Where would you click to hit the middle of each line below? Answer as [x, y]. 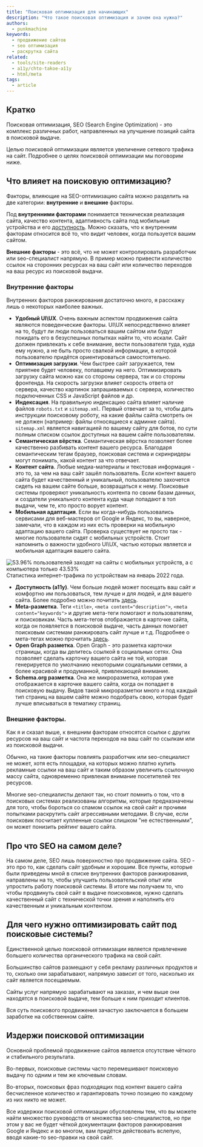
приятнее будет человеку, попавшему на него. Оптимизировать [98, 370]
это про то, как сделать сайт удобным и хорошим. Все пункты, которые [99, 867]
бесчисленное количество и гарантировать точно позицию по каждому [100, 1093]
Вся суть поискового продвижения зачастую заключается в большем [97, 1010]
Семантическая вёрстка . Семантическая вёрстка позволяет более [104, 440]
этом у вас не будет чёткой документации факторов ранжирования [94, 1124]
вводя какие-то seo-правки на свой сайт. [60, 1137]
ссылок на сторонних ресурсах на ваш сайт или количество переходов [99, 264]
